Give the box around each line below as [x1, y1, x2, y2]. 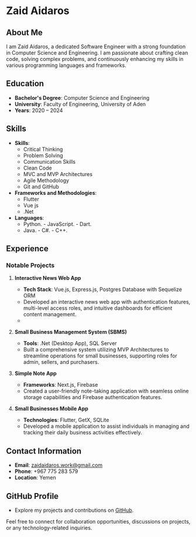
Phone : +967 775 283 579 [14, 468, 78, 475]
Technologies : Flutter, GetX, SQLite [23, 417, 109, 424]
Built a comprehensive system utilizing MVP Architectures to [23, 346, 169, 353]
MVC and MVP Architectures [23, 170, 92, 177]
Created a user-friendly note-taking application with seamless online [23, 387, 189, 394]
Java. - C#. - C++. [23, 227, 68, 234]
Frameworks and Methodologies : [14, 189, 97, 196]
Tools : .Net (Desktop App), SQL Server [23, 340, 117, 347]
